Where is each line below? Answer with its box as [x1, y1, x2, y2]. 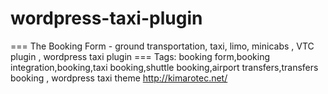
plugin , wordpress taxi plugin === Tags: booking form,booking [10, 50, 271, 62]
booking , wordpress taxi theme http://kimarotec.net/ [10, 72, 228, 84]
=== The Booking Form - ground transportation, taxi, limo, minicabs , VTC [10, 40, 315, 52]
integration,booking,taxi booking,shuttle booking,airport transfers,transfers [10, 61, 319, 73]
